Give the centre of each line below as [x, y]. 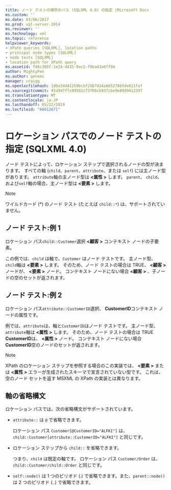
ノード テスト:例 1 [33, 228]
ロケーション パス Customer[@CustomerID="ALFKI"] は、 [70, 431]
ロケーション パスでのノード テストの [83, 136]
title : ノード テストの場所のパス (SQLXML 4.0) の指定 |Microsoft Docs [77, 10]
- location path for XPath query [41, 62]
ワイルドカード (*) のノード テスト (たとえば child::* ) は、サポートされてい [85, 204]
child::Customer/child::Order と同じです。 [58, 465]
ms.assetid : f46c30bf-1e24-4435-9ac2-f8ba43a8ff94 [60, 67]
